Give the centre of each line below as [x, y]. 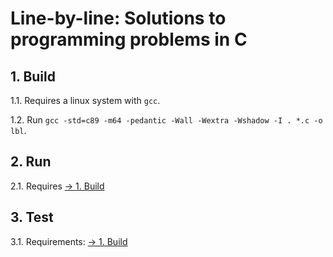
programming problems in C [129, 39]
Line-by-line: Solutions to [118, 18]
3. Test [32, 217]
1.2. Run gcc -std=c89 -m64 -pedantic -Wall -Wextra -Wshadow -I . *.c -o [166, 120]
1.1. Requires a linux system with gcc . [85, 100]
